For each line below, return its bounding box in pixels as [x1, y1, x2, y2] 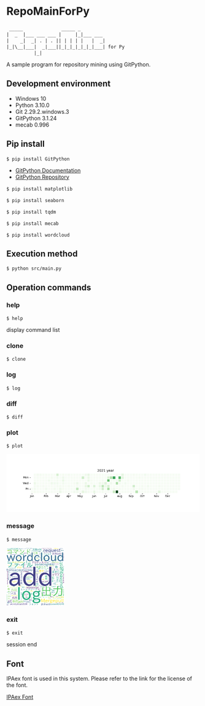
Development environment [6, 79, 111, 89]
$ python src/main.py [6, 265, 62, 272]
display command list [6, 326, 60, 334]
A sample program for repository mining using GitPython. [6, 60, 151, 68]
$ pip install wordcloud [6, 232, 70, 238]
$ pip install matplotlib [6, 186, 72, 192]
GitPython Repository [15, 173, 69, 181]
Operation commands [6, 282, 91, 292]
